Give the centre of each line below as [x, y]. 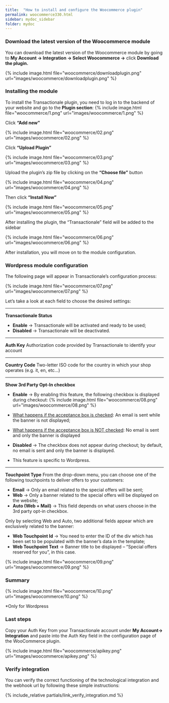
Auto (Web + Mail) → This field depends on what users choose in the [84, 506]
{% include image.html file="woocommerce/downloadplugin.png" [73, 73]
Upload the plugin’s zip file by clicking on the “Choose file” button [74, 172]
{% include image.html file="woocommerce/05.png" [60, 207]
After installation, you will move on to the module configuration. [71, 252]
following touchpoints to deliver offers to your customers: [65, 480]
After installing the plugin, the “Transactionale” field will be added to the [80, 222]
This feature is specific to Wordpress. [51, 460]
